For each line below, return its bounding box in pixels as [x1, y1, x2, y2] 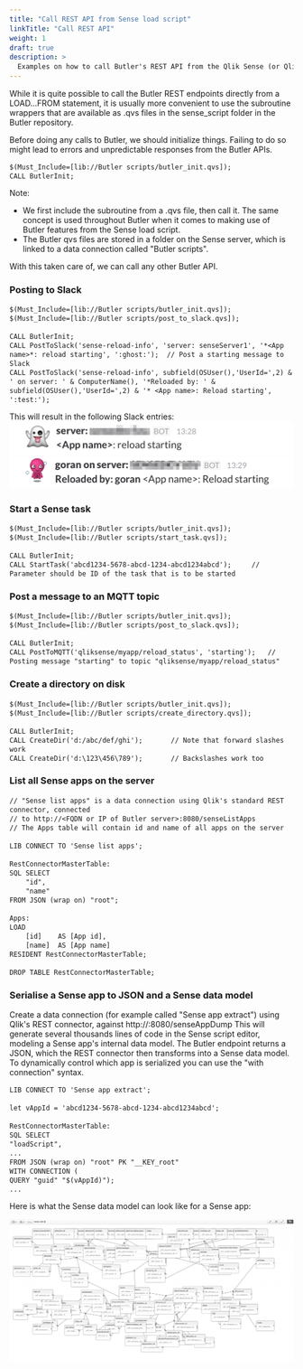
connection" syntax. [9, 1067, 84, 1078]
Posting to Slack [9, 283, 82, 295]
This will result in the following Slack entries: [9, 411, 175, 422]
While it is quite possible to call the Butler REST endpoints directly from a [9, 89, 280, 98]
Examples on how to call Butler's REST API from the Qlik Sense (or [17, 62, 280, 71]
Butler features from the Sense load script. [22, 224, 181, 235]
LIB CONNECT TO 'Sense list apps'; [9, 841, 143, 850]
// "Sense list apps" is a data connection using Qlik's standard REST [9, 796, 284, 805]
